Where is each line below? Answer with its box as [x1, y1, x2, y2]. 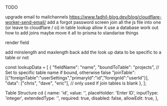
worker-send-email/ [5, 19, 46, 25]
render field [5, 39, 29, 45]
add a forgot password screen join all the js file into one [47, 19, 161, 25]
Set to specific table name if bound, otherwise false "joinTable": [5, 69, 136, 75]
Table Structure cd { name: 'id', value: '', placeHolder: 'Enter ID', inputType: [5, 90, 159, 95]
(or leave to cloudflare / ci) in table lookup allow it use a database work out [5, 24, 159, 30]
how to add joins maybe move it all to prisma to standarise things [5, 30, 139, 35]
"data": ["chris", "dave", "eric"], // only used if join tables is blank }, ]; [5, 80, 147, 86]
